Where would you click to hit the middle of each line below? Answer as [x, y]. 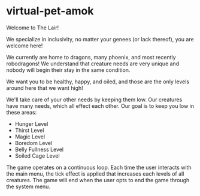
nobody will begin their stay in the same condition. [68, 70]
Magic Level [30, 137]
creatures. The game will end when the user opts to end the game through [98, 180]
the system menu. [28, 186]
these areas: [22, 112]
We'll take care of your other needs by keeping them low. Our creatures [94, 99]
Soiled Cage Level [37, 156]
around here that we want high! [45, 88]
